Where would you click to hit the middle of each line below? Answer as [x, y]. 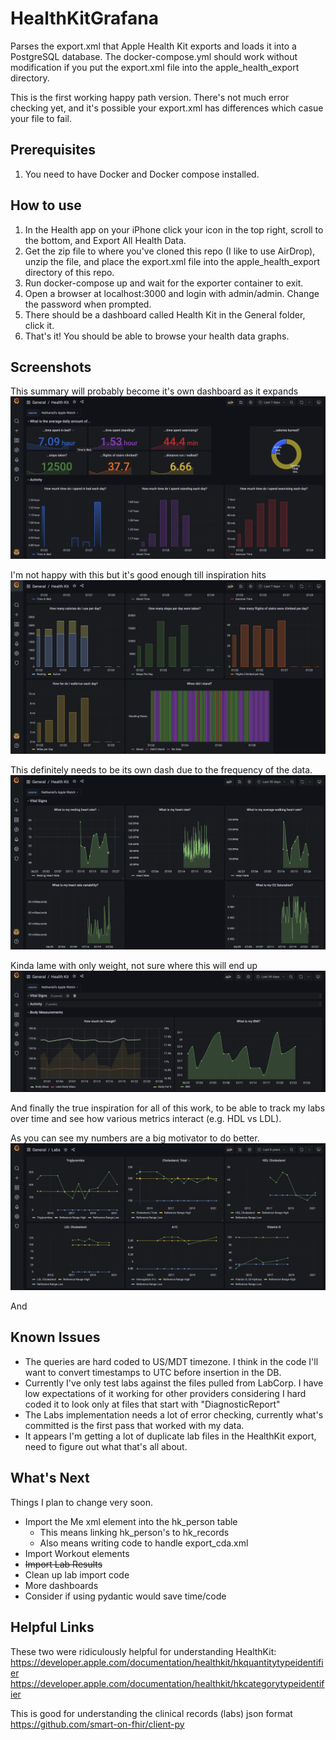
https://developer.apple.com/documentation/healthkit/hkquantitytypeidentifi [167, 1662]
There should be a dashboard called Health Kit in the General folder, [165, 314]
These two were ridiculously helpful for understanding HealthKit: [143, 1651]
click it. [39, 325]
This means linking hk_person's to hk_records [134, 1532]
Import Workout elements [77, 1553]
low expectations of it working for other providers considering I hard [165, 1393]
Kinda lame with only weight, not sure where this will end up [134, 965]
